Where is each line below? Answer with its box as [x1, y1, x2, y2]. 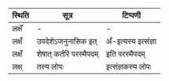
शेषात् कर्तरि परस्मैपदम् [36, 48, 99, 59]
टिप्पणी [121, 10, 141, 20]
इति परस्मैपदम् [105, 48, 145, 59]
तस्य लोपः [36, 62, 64, 72]
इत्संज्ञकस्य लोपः [105, 62, 152, 72]
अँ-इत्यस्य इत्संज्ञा [105, 36, 157, 46]
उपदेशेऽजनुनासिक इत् [36, 36, 97, 46]
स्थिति [12, 10, 29, 20]
